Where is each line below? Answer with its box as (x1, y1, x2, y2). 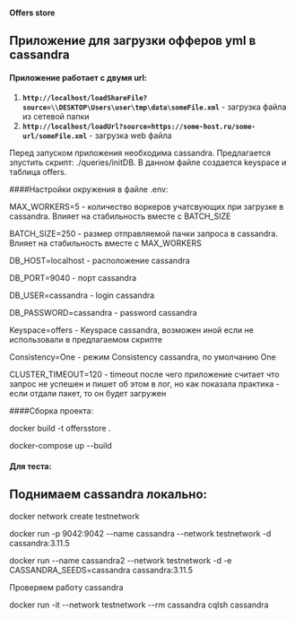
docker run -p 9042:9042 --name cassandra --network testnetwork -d (9, 527, 272, 538)
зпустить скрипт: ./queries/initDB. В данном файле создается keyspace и (9, 157, 287, 168)
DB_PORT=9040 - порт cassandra (9, 273, 137, 283)
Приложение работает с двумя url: (9, 72, 148, 83)
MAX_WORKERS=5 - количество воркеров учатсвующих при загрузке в (9, 202, 284, 213)
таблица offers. (9, 167, 67, 178)
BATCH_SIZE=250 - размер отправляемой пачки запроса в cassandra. (9, 229, 279, 240)
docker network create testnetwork (9, 510, 140, 521)
